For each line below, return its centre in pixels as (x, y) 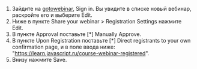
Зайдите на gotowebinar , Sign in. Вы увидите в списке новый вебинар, (102, 9)
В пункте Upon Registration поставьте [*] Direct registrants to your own (101, 40)
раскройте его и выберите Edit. (52, 15)
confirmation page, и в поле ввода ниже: (63, 47)
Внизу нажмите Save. (39, 60)
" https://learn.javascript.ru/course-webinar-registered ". (80, 53)
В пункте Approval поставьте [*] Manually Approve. (77, 34)
